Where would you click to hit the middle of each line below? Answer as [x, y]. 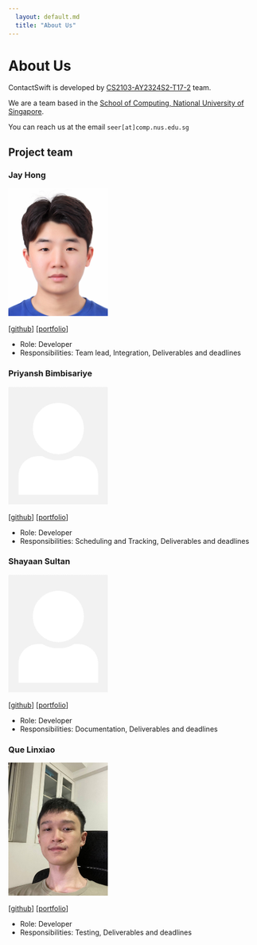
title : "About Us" [46, 25]
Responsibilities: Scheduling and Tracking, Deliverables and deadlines [134, 541]
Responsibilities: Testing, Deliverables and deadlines [106, 932]
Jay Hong [27, 175]
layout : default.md [48, 17]
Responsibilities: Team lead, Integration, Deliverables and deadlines [130, 353]
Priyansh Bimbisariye [51, 373]
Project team [41, 152]
